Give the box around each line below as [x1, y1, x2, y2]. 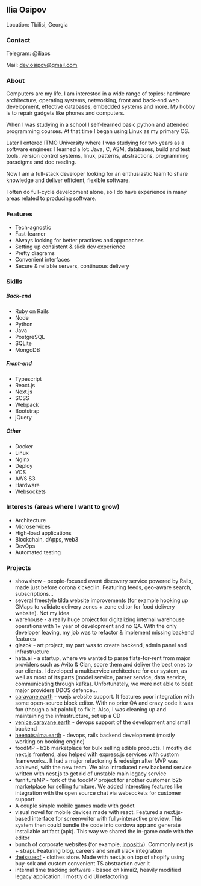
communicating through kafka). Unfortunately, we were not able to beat [14, 680, 193, 688]
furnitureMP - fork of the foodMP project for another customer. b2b [14, 777, 182, 784]
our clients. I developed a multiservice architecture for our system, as [14, 667, 188, 674]
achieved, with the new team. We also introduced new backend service [14, 764, 192, 771]
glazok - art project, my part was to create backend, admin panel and [14, 642, 187, 649]
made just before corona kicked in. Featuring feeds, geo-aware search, [14, 584, 191, 591]
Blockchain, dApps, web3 [14, 535, 79, 543]
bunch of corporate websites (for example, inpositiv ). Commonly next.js [14, 841, 193, 848]
